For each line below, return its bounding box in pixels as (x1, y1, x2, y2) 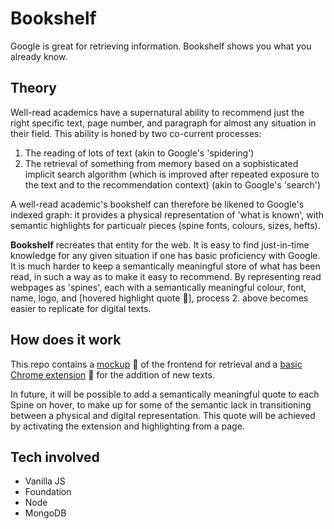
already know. (10, 50, 68, 62)
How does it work (10, 332, 122, 349)
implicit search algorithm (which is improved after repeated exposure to (24, 168, 320, 180)
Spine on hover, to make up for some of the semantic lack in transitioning (10, 398, 312, 411)
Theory (10, 80, 58, 97)
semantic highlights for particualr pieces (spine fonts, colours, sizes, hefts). (10, 219, 321, 231)
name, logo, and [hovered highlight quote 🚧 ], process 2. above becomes (10, 292, 309, 304)
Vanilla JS (24, 475, 66, 487)
